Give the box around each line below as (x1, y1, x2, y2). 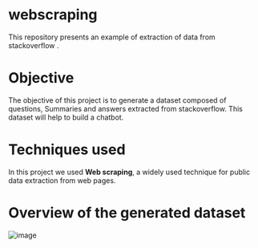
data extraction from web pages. (8, 175, 116, 185)
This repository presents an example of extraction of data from (8, 32, 216, 42)
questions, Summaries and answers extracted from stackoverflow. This (8, 104, 243, 113)
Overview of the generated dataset (8, 204, 246, 222)
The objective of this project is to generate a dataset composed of (8, 95, 227, 105)
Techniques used (8, 140, 126, 159)
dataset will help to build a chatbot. (8, 112, 124, 122)
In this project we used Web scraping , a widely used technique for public (8, 167, 251, 177)
